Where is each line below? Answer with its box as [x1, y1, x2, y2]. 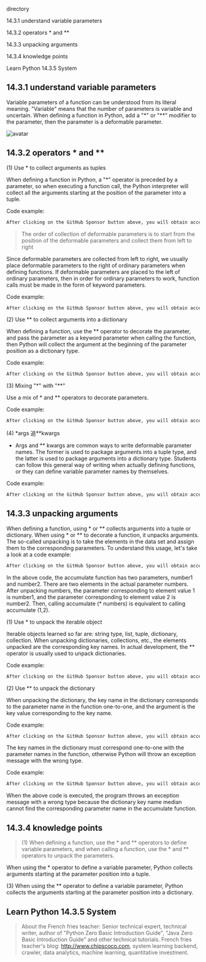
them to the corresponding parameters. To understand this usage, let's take [6, 544, 197, 551]
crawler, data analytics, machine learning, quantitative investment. [21, 949, 189, 956]
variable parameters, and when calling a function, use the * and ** [21, 846, 189, 853]
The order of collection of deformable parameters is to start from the [21, 230, 195, 238]
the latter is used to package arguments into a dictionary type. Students [15, 455, 197, 462]
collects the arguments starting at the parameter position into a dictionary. [6, 888, 194, 896]
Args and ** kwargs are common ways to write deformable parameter [15, 442, 192, 449]
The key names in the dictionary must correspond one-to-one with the [6, 744, 185, 751]
